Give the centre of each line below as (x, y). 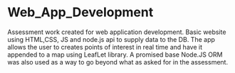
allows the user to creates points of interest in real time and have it (105, 47)
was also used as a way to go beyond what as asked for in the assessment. (118, 62)
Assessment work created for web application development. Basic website (117, 32)
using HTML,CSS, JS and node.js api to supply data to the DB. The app (111, 39)
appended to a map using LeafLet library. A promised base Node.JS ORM (115, 55)
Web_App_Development (80, 12)
